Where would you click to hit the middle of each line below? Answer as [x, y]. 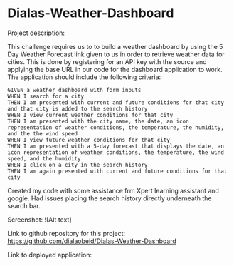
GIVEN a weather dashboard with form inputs [74, 90]
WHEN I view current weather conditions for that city [90, 115]
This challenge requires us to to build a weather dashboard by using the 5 [115, 46]
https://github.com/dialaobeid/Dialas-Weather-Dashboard [92, 241]
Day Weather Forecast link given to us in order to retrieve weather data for [116, 54]
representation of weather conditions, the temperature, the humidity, [116, 127]
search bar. [24, 205]
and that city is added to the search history [78, 108]
